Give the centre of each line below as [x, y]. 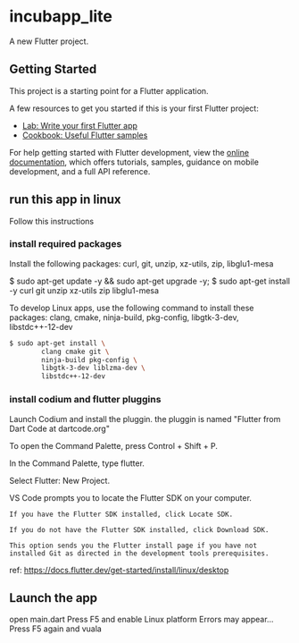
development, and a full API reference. [80, 171]
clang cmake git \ [75, 351]
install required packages [66, 244]
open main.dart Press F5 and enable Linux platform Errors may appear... [141, 620]
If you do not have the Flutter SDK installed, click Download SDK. [139, 529]
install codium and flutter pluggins [85, 400]
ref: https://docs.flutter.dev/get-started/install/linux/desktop [119, 570]
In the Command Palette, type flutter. [77, 463]
